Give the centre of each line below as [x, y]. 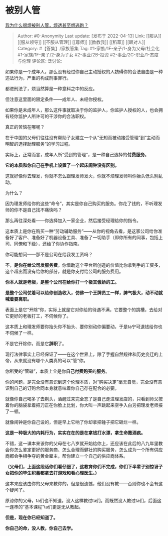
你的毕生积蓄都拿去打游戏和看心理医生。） [56, 473]
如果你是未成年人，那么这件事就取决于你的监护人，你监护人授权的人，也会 [82, 110]
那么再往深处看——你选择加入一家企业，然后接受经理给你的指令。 [73, 220]
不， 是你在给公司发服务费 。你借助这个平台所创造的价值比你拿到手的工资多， [84, 265]
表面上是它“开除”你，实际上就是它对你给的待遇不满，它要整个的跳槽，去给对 [84, 309]
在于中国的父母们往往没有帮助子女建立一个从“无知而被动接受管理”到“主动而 [82, 137]
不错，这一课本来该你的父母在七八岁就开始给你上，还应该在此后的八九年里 [82, 443]
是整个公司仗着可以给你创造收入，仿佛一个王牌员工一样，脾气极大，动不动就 [84, 292]
